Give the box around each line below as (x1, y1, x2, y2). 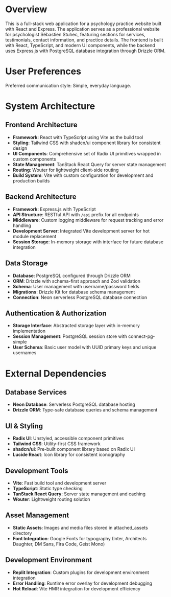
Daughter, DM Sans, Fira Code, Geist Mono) (12, 541, 105, 547)
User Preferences (5, 65, 82, 77)
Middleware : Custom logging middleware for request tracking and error (12, 217, 164, 223)
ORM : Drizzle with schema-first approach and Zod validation (12, 278, 140, 284)
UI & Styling (5, 422, 43, 430)
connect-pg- (128, 333, 155, 339)
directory (12, 530, 32, 536)
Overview (5, 4, 47, 15)
